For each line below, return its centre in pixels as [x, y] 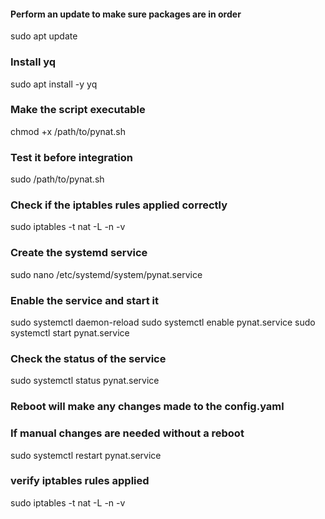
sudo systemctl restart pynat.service [86, 455]
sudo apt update [44, 36]
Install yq [33, 62]
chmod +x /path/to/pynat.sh [68, 131]
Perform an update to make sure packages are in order [126, 14]
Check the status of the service [88, 358]
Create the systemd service [79, 253]
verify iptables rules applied [80, 481]
